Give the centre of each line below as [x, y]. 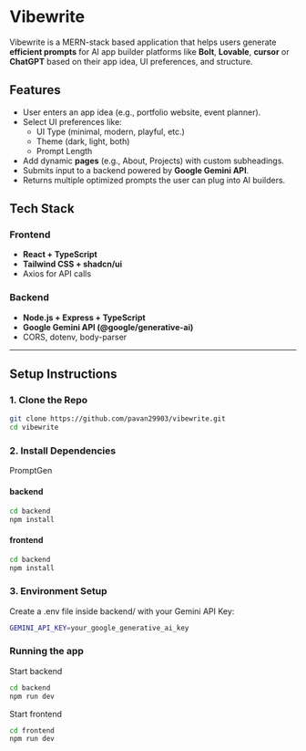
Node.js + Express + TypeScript [84, 318]
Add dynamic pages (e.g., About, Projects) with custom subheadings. [153, 161]
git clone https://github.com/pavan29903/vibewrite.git [117, 419]
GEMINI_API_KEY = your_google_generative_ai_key [99, 628]
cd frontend [32, 730]
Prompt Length [64, 151]
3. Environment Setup [58, 591]
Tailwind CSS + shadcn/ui [72, 264]
